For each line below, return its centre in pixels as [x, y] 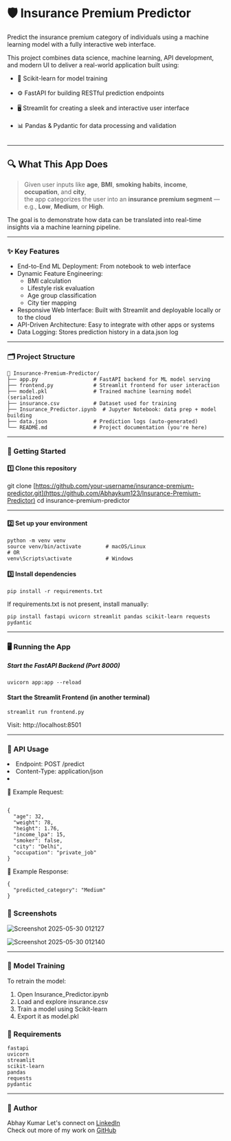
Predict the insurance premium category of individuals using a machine [108, 37]
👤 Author [22, 1108]
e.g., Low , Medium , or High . [64, 206]
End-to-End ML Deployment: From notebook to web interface [104, 266]
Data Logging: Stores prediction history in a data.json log [98, 332]
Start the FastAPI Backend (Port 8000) [64, 666]
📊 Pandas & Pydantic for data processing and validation [97, 125]
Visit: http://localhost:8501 [44, 725]
